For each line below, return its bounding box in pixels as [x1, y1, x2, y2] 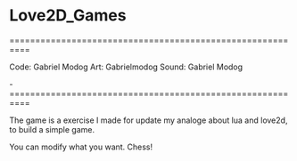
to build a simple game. [9, 124, 95, 134]
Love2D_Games [9, 5, 127, 26]
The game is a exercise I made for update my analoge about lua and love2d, [9, 115, 288, 125]
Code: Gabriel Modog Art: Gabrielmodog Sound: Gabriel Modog [9, 61, 243, 72]
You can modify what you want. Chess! [9, 141, 153, 152]
